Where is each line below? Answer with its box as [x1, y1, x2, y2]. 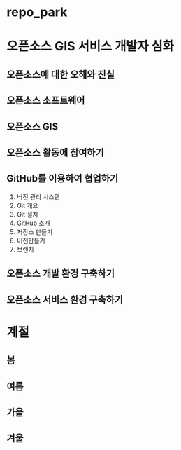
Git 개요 [16, 201, 38, 210]
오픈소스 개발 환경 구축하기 [6, 268, 115, 280]
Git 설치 [16, 210, 38, 218]
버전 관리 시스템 [16, 192, 60, 200]
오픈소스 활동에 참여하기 [6, 146, 104, 158]
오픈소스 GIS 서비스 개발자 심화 [6, 39, 174, 55]
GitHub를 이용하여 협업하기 [6, 172, 119, 184]
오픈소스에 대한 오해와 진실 [6, 68, 115, 81]
